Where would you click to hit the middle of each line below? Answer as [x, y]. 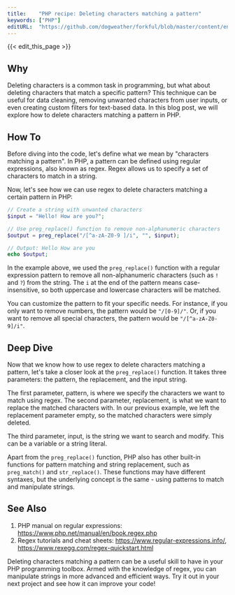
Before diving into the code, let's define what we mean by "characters [108, 154]
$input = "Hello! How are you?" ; [56, 216]
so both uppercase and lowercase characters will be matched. [131, 290]
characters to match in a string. [52, 176]
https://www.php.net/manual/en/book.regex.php [87, 533]
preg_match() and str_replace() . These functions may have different [107, 472]
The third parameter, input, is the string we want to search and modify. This [116, 436]
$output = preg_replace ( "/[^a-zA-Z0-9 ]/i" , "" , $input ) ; [93, 235]
